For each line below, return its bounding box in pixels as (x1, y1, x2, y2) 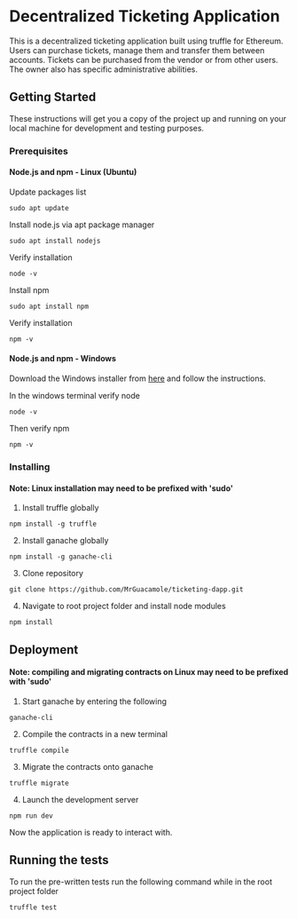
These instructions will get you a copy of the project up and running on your (9, 113, 286, 123)
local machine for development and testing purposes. (9, 123, 205, 133)
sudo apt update (9, 203, 69, 212)
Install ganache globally (21, 535, 109, 546)
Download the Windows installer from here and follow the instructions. (9, 373, 266, 384)
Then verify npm (9, 424, 70, 434)
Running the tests (9, 852, 109, 868)
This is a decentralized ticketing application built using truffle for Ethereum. (9, 36, 284, 46)
